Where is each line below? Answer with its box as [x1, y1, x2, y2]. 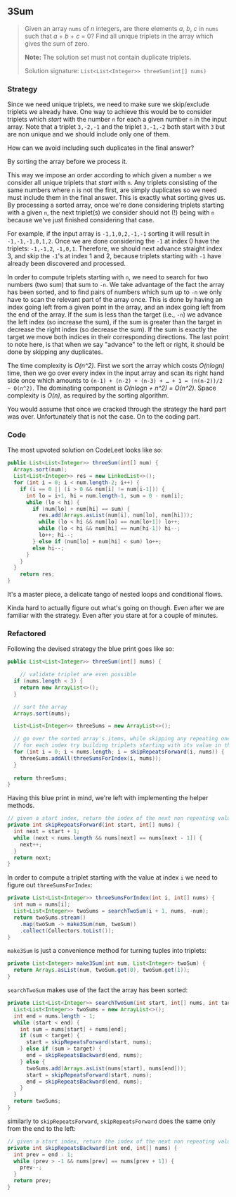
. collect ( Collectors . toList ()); [20, 927, 114, 935]
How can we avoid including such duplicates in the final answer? [7, 144, 195, 152]
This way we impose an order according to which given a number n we [7, 171, 212, 179]
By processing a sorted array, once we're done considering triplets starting [7, 201, 225, 210]
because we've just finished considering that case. [7, 216, 155, 224]
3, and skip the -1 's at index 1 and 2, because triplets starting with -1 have [7, 252, 222, 260]
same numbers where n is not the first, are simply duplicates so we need [7, 186, 217, 194]
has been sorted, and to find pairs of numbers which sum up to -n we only [7, 288, 223, 296]
